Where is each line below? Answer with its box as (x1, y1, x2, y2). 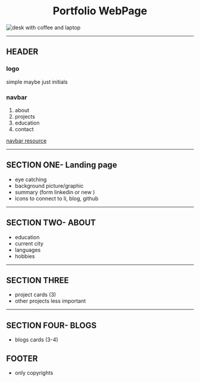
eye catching (14, 176, 47, 183)
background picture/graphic (14, 182, 84, 189)
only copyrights (14, 369, 54, 376)
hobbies (14, 252, 35, 260)
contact (14, 125, 34, 132)
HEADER (6, 46, 39, 57)
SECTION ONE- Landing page (6, 160, 117, 170)
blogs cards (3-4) (14, 336, 58, 343)
